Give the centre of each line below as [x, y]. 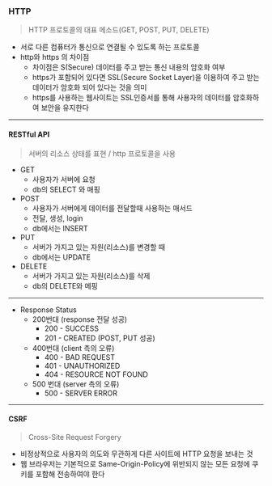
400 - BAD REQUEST [80, 357]
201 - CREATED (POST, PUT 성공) [100, 338]
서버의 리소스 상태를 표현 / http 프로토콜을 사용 [102, 153]
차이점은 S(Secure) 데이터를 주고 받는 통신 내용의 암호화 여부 [129, 67]
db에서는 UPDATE [62, 257]
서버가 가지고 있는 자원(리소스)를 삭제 [91, 276]
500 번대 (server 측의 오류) [76, 384]
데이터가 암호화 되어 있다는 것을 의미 [89, 87]
